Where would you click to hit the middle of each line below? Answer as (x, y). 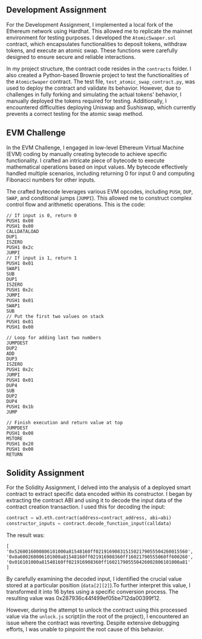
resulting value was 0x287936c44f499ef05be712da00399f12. (84, 598)
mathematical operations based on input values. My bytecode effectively (97, 167)
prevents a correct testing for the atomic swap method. (75, 113)
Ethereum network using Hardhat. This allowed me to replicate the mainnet (99, 31)
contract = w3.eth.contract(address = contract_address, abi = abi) (89, 518)
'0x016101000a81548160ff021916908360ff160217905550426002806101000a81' (98, 563)
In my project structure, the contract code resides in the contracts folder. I (99, 69)
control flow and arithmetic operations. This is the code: (76, 204)
